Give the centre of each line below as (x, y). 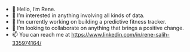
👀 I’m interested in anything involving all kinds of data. (78, 15)
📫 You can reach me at (41, 35)
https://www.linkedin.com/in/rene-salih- (121, 35)
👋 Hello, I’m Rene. (33, 9)
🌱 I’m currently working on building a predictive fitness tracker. (89, 22)
